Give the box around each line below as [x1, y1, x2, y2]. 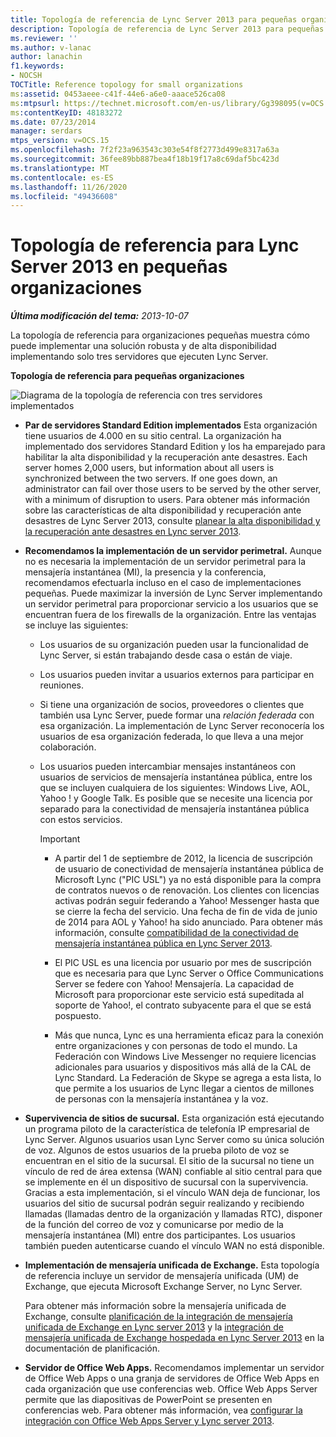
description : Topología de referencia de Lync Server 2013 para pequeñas [10, 24, 325, 34]
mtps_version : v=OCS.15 [10, 136, 110, 146]
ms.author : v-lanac [10, 42, 92, 53]
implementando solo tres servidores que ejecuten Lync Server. [10, 351, 269, 363]
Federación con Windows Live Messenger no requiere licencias [54, 1051, 317, 1063]
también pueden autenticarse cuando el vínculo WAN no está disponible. [24, 1240, 325, 1252]
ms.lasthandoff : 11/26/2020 [10, 182, 128, 192]
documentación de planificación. [24, 1342, 161, 1355]
